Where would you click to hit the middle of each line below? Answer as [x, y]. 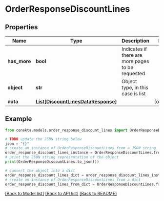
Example [19, 119]
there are [132, 55]
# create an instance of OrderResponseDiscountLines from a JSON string [81, 148]
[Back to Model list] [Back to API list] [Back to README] [61, 194]
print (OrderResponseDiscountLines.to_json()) [52, 162]
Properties [21, 27]
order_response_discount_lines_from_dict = [50, 184]
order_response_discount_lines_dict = [44, 175]
